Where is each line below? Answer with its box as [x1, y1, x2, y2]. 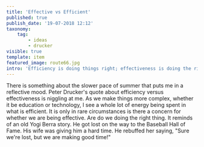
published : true [6, 15, 47, 21]
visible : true [6, 49, 42, 55]
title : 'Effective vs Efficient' [6, 9, 91, 15]
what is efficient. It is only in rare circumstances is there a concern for [6, 108, 181, 115]
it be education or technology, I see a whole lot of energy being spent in [6, 101, 186, 109]
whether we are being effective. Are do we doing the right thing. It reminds [6, 114, 193, 121]
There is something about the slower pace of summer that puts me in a [6, 82, 184, 89]
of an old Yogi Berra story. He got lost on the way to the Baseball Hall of [6, 121, 186, 128]
